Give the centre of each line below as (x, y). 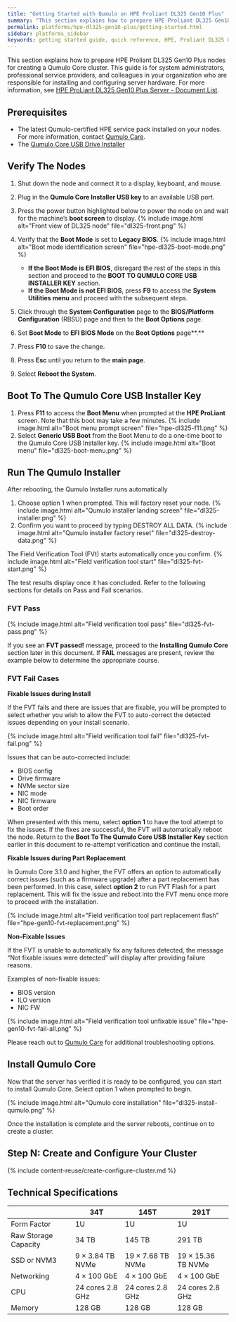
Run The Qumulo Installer (64, 472)
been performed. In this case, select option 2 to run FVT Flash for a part (112, 886)
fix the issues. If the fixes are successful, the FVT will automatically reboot (115, 829)
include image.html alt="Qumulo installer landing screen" (100, 510)
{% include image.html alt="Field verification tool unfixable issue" (102, 1021)
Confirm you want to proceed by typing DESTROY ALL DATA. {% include (122, 525)
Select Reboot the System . (57, 374)
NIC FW (29, 1007)
